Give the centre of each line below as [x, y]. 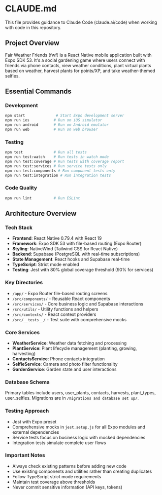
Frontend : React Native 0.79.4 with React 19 [57, 238]
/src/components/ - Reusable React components [61, 299]
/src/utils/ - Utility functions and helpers [55, 309]
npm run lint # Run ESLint [43, 198]
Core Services [23, 332]
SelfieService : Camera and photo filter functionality [65, 364]
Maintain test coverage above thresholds [54, 482]
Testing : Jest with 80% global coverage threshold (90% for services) [83, 270]
